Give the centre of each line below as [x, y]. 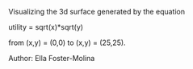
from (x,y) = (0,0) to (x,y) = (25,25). [67, 43]
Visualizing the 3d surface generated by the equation [97, 12]
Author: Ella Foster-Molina [52, 58]
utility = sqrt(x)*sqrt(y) [46, 27]
